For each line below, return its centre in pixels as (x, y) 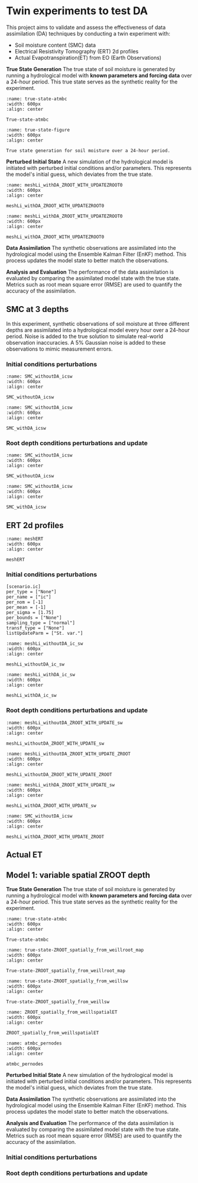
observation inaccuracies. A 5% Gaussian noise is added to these (86, 342)
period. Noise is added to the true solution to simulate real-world (85, 336)
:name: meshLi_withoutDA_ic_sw (45, 644)
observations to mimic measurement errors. (59, 349)
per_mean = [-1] (26, 607)
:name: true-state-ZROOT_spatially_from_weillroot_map (75, 950)
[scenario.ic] (24, 587)
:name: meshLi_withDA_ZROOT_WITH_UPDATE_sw (61, 785)
